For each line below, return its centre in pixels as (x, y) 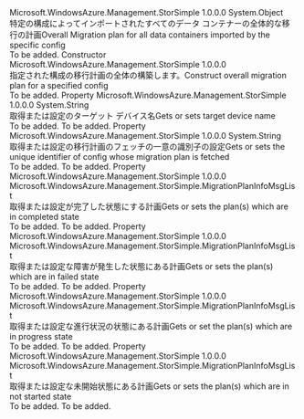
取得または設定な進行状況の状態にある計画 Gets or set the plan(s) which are (151, 326)
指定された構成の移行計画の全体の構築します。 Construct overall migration (148, 75)
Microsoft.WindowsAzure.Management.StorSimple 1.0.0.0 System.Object (147, 12)
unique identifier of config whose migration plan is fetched (120, 157)
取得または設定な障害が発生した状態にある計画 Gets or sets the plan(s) (142, 266)
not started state (41, 396)
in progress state (41, 336)
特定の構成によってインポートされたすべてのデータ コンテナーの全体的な (146, 23)
